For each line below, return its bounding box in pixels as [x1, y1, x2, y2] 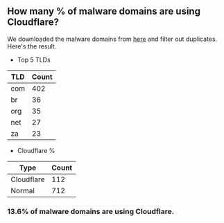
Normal [10, 186, 35, 195]
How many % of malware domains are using [7, 6, 201, 17]
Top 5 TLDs [17, 55, 51, 64]
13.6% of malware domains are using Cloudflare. [7, 206, 175, 216]
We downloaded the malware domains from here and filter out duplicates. [7, 35, 218, 43]
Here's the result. [7, 42, 57, 51]
